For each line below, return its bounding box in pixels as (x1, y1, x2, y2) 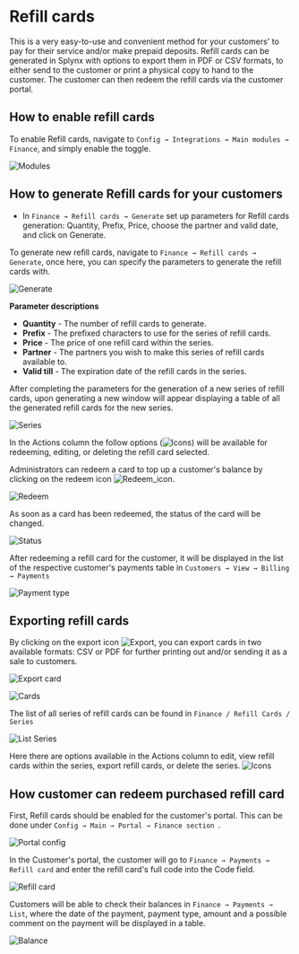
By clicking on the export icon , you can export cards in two (9, 637, 262, 648)
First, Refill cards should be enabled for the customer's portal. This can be (9, 810, 284, 821)
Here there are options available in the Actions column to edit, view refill (9, 751, 275, 762)
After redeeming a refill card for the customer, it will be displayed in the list (9, 552, 284, 563)
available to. (21, 356, 67, 367)
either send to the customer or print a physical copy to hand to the (9, 65, 254, 75)
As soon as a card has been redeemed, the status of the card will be (9, 508, 261, 519)
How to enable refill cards (9, 109, 155, 125)
